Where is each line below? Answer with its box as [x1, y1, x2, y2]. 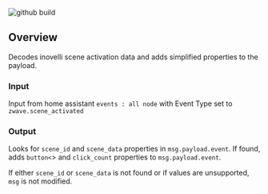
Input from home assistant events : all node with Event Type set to [8, 99, 233, 108]
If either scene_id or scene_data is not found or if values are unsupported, [8, 168, 250, 178]
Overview [8, 30, 58, 44]
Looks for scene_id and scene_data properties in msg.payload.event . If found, [8, 144, 261, 154]
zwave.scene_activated [8, 107, 84, 115]
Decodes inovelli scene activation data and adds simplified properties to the [8, 52, 258, 62]
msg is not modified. [8, 176, 73, 186]
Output [8, 126, 37, 137]
